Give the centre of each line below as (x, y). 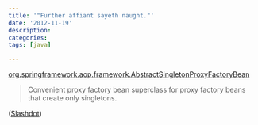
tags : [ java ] (30, 45)
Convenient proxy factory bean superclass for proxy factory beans (137, 90)
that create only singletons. (72, 98)
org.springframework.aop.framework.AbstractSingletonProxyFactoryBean (129, 74)
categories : (28, 38)
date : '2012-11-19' (40, 23)
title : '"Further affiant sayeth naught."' (81, 15)
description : (30, 30)
